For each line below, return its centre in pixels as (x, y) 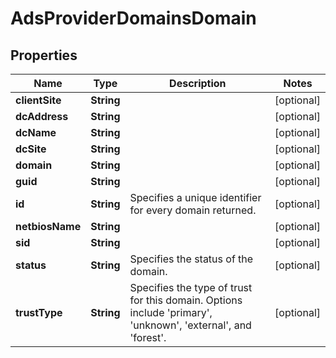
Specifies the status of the (191, 259)
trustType (39, 312)
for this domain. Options (186, 300)
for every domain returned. (193, 210)
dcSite (31, 149)
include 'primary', (171, 312)
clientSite (38, 100)
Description (198, 83)
